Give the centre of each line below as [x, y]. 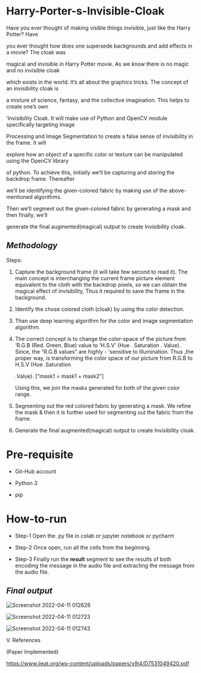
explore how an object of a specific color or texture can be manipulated [94, 154]
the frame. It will [26, 142]
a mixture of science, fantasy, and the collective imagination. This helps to [98, 100]
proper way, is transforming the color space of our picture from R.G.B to [104, 358]
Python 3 [26, 483]
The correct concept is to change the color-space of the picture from [100, 339]
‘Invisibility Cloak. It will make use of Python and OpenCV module [87, 118]
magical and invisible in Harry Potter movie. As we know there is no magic [98, 64]
